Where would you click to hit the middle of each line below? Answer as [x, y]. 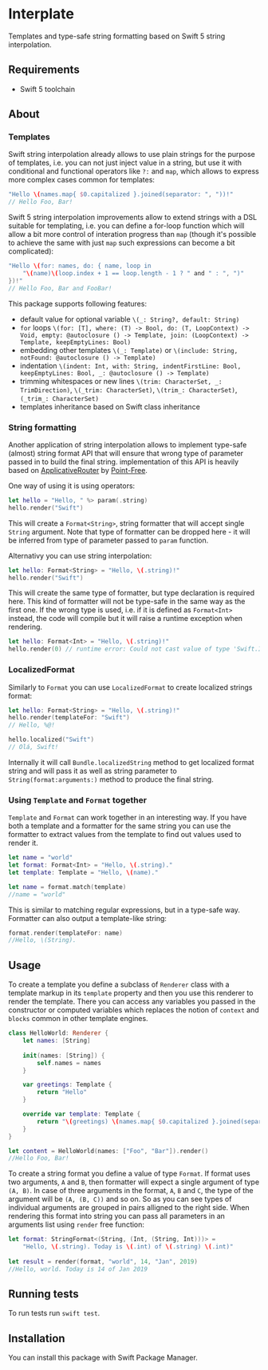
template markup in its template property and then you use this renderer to [131, 993]
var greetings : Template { [67, 1085]
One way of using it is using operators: [72, 486]
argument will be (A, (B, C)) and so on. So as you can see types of [120, 1199]
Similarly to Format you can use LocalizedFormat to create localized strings [130, 687]
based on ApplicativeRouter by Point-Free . [78, 470]
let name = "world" [41, 858]
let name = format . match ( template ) [67, 887]
